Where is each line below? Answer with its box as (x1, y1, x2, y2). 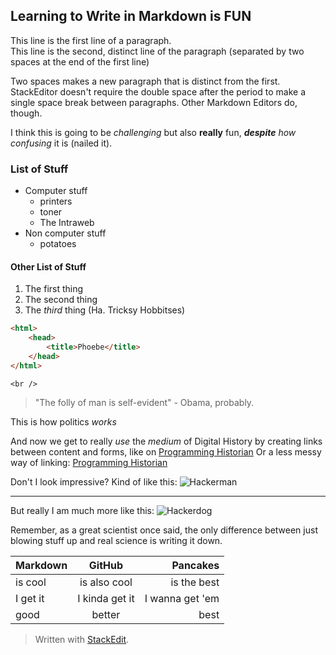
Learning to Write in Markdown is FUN (10, 8, 252, 25)
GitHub (88, 558, 124, 572)
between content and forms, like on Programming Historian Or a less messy (10, 445, 322, 458)
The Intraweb (39, 217, 95, 229)
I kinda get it (77, 591, 135, 605)
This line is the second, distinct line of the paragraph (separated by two (10, 45, 305, 57)
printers (39, 195, 73, 208)
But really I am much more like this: (10, 504, 155, 516)
